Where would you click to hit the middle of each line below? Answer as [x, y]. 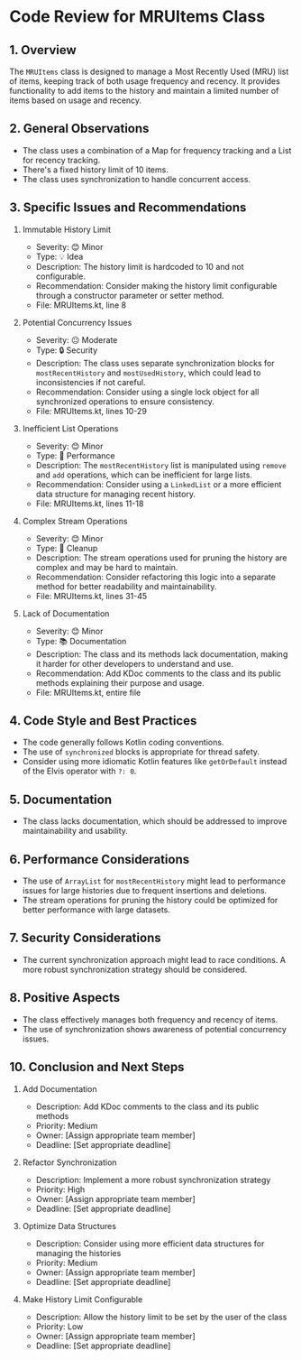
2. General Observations [79, 129]
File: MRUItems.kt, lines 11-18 [90, 504]
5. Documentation [61, 799]
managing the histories [78, 1253]
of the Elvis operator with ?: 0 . [79, 771]
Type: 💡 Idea [59, 256]
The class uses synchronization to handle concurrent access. [136, 179]
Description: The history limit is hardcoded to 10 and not [140, 266]
